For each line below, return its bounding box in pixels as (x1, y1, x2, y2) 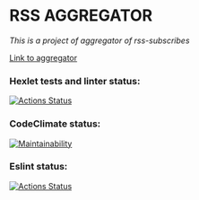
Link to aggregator (9, 52, 78, 63)
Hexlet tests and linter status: (9, 74, 141, 87)
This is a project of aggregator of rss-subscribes (9, 35, 190, 46)
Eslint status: (9, 161, 68, 173)
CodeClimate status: (9, 117, 101, 130)
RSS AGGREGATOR (9, 5, 153, 26)
